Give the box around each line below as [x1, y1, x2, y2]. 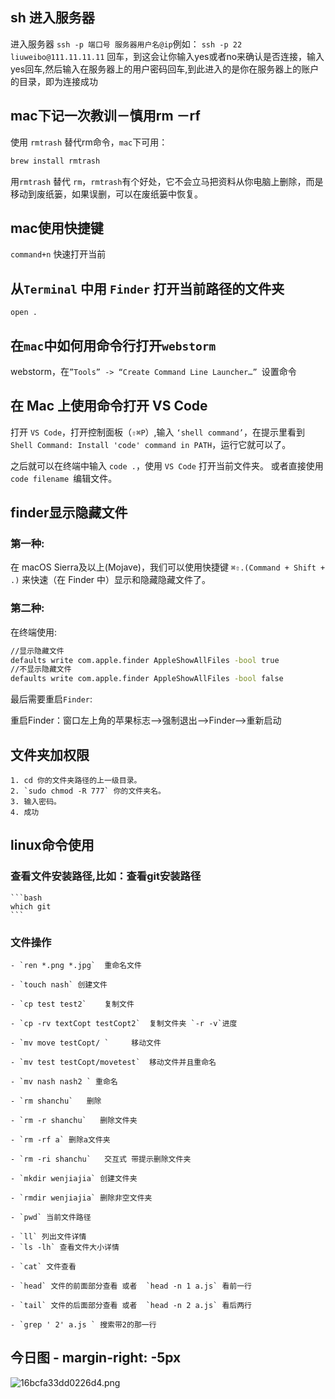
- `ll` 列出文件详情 [10, 1232, 87, 1242]
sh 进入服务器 [10, 9, 95, 27]
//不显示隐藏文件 [10, 664, 72, 675]
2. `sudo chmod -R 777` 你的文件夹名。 [10, 786, 166, 797]
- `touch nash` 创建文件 [10, 980, 108, 990]
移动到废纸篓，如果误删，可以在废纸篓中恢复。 [10, 188, 203, 200]
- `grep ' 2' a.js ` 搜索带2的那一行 [10, 1320, 157, 1330]
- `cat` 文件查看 [10, 1262, 77, 1272]
